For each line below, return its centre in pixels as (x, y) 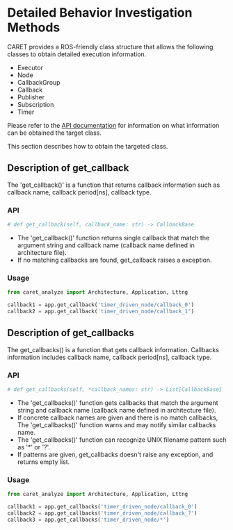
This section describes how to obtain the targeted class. (88, 146)
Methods (34, 27)
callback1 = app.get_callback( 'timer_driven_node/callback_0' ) (101, 305)
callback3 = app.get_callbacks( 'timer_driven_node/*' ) (88, 520)
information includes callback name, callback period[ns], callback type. (110, 357)
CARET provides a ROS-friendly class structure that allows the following (110, 47)
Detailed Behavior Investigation (100, 13)
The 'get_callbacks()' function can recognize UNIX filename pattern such (122, 440)
